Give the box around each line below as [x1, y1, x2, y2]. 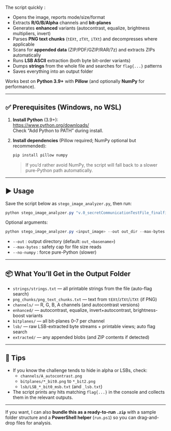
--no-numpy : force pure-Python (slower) [12, 249, 97, 255]
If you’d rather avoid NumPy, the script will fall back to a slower [25, 161, 158, 168]
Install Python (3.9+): [12, 117, 59, 123]
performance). [5, 84, 36, 90]
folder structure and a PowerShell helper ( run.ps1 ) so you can [5, 414, 136, 420]
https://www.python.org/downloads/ [12, 122, 89, 128]
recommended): [12, 143, 47, 149]
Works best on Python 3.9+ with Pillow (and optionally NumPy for [5, 78, 145, 84]
